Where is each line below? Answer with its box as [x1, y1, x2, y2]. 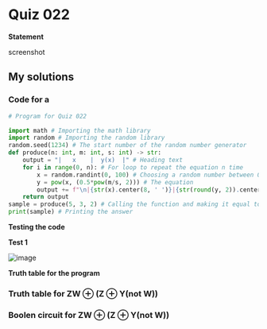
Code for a [8, 94, 50, 105]
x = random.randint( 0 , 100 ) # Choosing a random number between [37, 171, 254, 179]
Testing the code [8, 223, 65, 231]
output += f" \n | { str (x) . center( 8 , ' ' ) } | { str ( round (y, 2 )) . [37, 185, 240, 194]
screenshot [8, 47, 45, 56]
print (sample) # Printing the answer [8, 208, 133, 216]
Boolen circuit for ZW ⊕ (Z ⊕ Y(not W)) [8, 309, 169, 320]
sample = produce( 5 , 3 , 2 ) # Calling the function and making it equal [8, 200, 250, 208]
